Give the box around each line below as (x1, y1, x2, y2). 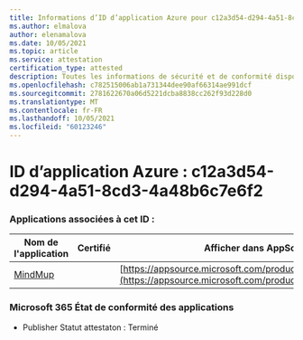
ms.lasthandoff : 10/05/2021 (9, 114, 115, 123)
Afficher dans (204, 241, 264, 254)
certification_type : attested (9, 64, 124, 73)
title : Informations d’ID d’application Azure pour (9, 13, 207, 23)
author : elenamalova (9, 30, 87, 39)
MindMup (14, 269, 55, 281)
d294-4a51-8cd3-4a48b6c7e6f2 (9, 181, 263, 202)
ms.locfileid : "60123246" (9, 123, 106, 132)
